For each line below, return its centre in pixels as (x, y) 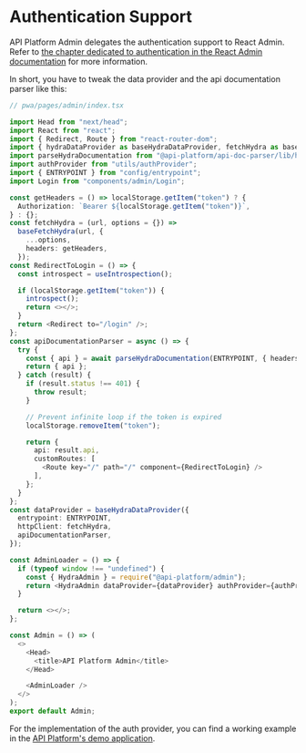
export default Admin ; (52, 712)
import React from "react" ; (63, 130)
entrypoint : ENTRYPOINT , (65, 518)
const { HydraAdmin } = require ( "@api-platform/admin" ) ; (136, 577)
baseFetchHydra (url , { (61, 232)
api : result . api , (66, 450)
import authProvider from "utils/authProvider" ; (103, 165)
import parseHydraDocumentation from (81, 156)
